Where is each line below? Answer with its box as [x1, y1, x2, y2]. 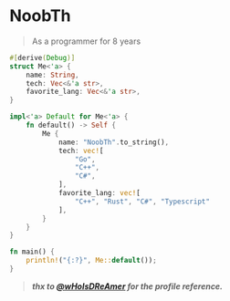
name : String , [26, 70, 79, 79]
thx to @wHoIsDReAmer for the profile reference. [31, 280, 224, 292]
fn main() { [9, 247, 55, 256]
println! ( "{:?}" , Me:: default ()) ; [26, 256, 157, 265]
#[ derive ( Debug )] [9, 53, 76, 62]
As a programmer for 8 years [31, 36, 141, 47]
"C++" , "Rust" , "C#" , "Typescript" [74, 197, 210, 206]
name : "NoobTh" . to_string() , [57, 138, 170, 147]
